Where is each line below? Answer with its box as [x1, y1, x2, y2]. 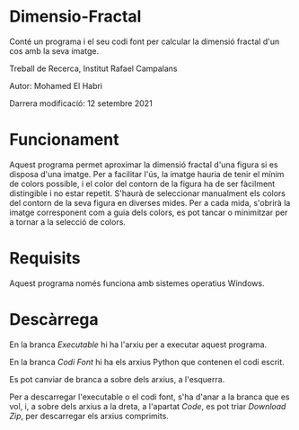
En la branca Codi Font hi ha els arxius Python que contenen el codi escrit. [9, 356, 285, 367]
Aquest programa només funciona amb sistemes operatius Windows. [9, 277, 265, 289]
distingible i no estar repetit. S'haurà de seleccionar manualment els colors [9, 187, 286, 199]
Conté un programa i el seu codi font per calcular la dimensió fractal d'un [9, 36, 280, 47]
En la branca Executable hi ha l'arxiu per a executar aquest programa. [9, 339, 268, 350]
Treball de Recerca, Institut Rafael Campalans [9, 63, 178, 74]
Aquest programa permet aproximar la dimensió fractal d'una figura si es [9, 159, 278, 170]
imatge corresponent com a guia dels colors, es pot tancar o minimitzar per [9, 207, 288, 218]
